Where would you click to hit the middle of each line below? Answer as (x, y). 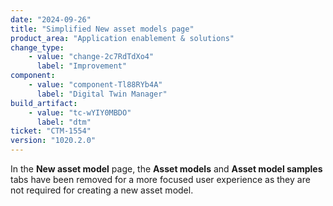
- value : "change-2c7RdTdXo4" (91, 57)
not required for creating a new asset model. (102, 190)
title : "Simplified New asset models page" (102, 29)
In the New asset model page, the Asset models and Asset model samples (166, 169)
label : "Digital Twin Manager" (102, 94)
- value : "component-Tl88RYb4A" (95, 85)
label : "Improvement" (82, 66)
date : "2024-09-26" (51, 19)
